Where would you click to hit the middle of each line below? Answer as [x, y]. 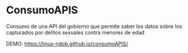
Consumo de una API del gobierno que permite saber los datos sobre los [94, 26]
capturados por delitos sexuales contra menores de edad [75, 32]
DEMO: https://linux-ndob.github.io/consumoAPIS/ [67, 44]
